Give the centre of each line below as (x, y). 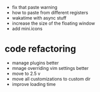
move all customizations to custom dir (51, 79)
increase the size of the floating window (54, 23)
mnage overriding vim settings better (50, 68)
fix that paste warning (35, 7)
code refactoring (40, 49)
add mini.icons (27, 29)
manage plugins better (35, 63)
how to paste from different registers (50, 13)
